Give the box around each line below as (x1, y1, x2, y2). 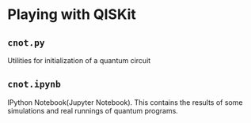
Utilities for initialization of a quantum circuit (7, 56, 151, 65)
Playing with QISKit (7, 6, 136, 24)
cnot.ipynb (7, 79, 61, 90)
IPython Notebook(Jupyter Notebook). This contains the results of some (7, 97, 243, 107)
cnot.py (7, 37, 45, 48)
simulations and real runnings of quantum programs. (7, 106, 179, 115)
